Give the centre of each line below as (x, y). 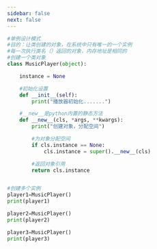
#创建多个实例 (24, 189)
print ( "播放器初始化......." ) (71, 101)
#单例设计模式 (24, 38)
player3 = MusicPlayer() (39, 232)
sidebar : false (29, 13)
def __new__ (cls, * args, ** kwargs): (72, 120)
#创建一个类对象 (27, 58)
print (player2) (29, 220)
